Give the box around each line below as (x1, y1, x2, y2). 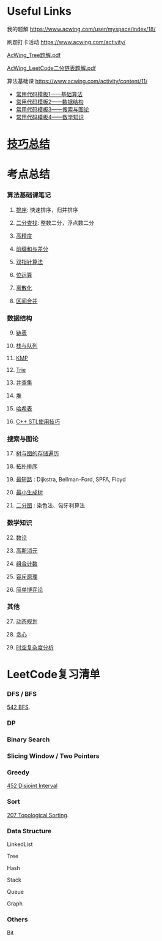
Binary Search (7, 735, 50, 744)
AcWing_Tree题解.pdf (7, 51, 61, 59)
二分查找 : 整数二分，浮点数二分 (15, 219, 94, 226)
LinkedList (7, 841, 33, 848)
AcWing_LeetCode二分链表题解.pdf (7, 64, 97, 72)
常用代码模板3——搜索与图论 (15, 105, 89, 113)
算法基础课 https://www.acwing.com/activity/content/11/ (7, 77, 148, 85)
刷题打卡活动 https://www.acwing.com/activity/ (7, 38, 126, 45)
